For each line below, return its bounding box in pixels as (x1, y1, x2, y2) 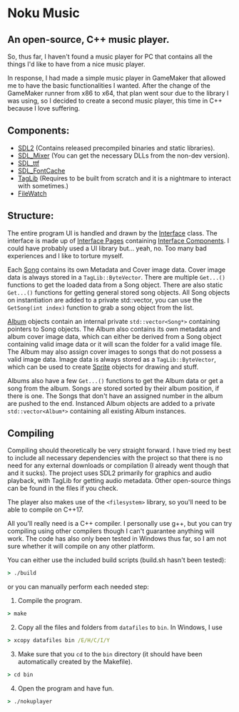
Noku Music (7, 5, 81, 21)
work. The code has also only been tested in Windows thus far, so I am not (7, 534, 227, 543)
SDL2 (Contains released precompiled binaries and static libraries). (17, 143, 215, 152)
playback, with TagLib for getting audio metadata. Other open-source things (7, 477, 231, 485)
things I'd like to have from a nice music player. (7, 60, 146, 68)
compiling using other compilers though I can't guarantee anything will (7, 527, 215, 536)
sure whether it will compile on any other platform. (7, 542, 156, 551)
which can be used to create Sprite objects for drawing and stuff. (7, 362, 198, 371)
